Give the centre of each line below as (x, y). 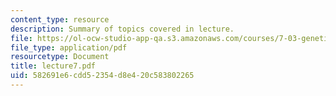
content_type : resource (60, 19)
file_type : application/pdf (69, 47)
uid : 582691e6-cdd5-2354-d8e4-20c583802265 (102, 76)
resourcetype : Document (60, 57)
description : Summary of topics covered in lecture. (122, 29)
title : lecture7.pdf (53, 66)
